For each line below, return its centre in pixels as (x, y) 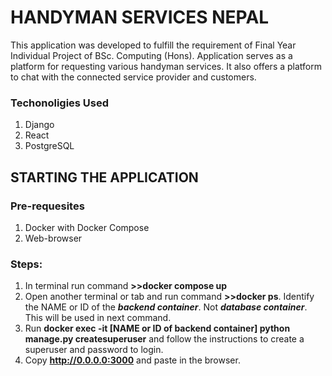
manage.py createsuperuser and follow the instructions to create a (164, 339)
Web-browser (53, 238)
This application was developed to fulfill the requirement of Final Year (153, 45)
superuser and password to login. (94, 350)
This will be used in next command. (98, 318)
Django (39, 125)
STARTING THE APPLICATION (104, 177)
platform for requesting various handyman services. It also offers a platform (166, 66)
